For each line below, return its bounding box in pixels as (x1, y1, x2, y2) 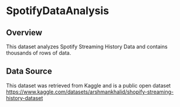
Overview (6, 28, 43, 38)
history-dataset (6, 94, 43, 101)
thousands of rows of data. (6, 49, 72, 56)
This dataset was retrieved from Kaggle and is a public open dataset (6, 82, 171, 89)
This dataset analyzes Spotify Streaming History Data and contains (6, 43, 168, 50)
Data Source (6, 66, 52, 76)
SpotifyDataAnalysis (6, 4, 110, 18)
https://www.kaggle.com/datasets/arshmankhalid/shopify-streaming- (6, 88, 174, 95)
